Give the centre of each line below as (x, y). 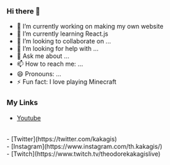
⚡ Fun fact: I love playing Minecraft (66, 82)
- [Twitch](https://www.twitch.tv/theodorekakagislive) (84, 154)
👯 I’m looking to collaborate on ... (64, 41)
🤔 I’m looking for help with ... (57, 49)
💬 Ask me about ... (43, 56)
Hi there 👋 (24, 11)
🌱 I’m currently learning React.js (62, 34)
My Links (22, 103)
